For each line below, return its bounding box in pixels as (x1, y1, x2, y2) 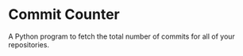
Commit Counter (8, 6, 121, 24)
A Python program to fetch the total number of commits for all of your (8, 32, 236, 41)
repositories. (8, 39, 50, 49)
